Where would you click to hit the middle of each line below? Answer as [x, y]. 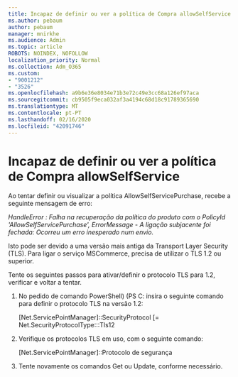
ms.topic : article [35, 47]
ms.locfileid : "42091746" [46, 126]
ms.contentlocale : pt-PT [45, 113]
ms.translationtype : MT [43, 106]
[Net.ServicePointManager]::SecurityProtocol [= [88, 317]
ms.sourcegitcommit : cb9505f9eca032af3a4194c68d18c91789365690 [104, 100]
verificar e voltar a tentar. [45, 283]
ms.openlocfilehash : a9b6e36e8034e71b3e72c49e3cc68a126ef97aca [104, 93]
